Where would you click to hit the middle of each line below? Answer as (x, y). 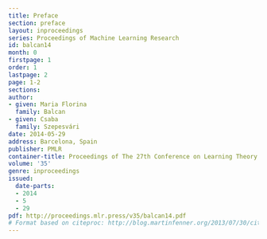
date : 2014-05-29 (37, 134)
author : (21, 97)
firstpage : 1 (30, 61)
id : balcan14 (30, 45)
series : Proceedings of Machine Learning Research (94, 38)
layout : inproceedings (46, 30)
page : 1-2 (25, 82)
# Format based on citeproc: (56, 223)
